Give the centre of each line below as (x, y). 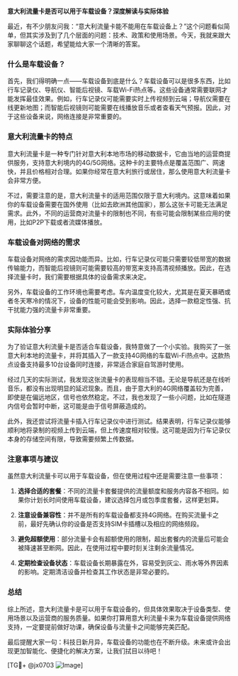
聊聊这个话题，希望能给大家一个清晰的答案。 (78, 44)
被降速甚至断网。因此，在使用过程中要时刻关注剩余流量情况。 (108, 548)
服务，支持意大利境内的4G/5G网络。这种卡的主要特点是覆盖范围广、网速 (119, 162)
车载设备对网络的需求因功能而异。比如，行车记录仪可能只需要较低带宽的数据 (119, 259)
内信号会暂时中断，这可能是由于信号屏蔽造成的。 (79, 406)
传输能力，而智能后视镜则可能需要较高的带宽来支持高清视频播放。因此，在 (116, 268)
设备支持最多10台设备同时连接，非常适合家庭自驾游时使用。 (100, 365)
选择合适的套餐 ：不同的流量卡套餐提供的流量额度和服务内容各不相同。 (120, 491)
